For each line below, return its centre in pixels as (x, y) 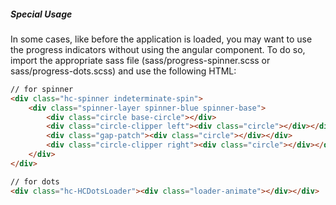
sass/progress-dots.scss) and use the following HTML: (123, 71)
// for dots (35, 181)
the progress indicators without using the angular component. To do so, (158, 49)
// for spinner (42, 89)
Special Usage (41, 14)
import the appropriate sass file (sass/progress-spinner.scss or (140, 60)
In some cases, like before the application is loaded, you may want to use (161, 39)
